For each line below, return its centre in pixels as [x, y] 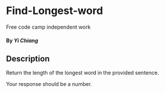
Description [28, 59]
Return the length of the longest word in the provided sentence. [82, 73]
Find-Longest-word [55, 11]
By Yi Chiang [22, 40]
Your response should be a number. [49, 84]
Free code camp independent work [48, 27]
